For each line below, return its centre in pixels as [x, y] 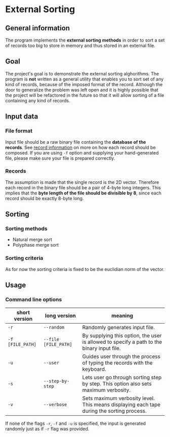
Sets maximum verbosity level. [119, 399]
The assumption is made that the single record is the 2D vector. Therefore [82, 182]
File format [19, 131]
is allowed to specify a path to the [122, 342]
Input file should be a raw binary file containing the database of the [76, 142]
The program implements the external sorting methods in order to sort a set [85, 40]
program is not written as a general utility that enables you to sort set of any [84, 79]
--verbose [55, 405]
